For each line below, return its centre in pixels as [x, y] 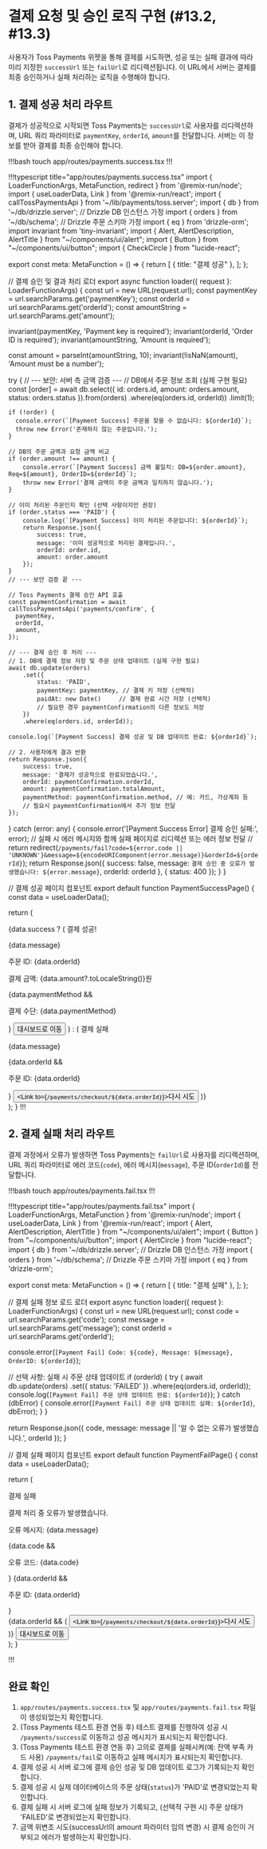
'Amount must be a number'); [56, 364]
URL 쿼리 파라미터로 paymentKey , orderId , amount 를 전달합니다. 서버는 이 [132, 135]
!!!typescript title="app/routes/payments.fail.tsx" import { [102, 1206]
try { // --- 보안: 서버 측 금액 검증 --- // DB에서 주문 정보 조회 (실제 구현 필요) [128, 380]
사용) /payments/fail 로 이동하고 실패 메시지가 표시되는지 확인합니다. [135, 1757]
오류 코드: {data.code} [44, 1562]
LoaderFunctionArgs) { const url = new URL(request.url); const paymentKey [133, 290]
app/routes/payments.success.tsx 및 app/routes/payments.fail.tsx [130, 1708]
